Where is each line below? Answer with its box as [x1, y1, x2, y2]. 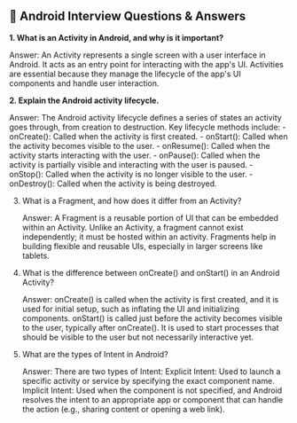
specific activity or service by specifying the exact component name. [21, 375, 275, 386]
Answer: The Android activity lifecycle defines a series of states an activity [9, 112, 282, 122]
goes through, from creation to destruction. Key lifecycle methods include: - [9, 121, 286, 132]
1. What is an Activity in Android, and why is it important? [9, 32, 224, 43]
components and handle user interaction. [9, 77, 160, 89]
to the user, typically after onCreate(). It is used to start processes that [21, 322, 279, 333]
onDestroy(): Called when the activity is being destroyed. [9, 178, 217, 189]
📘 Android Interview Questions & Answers [9, 9, 246, 24]
